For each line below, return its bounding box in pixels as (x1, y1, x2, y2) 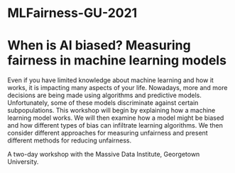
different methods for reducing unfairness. (7, 136, 132, 145)
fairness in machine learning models (7, 52, 227, 69)
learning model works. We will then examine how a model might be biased (7, 113, 224, 122)
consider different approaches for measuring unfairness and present (7, 129, 208, 138)
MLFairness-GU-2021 (7, 5, 138, 21)
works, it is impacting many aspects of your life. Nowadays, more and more (7, 84, 228, 92)
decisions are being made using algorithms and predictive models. (7, 91, 202, 100)
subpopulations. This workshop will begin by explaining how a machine (7, 106, 216, 115)
